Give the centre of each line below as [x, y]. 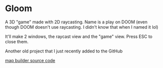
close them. [17, 41]
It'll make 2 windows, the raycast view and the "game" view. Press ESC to [79, 36]
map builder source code [30, 60]
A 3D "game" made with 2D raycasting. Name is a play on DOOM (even [76, 22]
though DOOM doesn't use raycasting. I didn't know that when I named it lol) [82, 27]
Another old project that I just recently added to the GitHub [64, 51]
